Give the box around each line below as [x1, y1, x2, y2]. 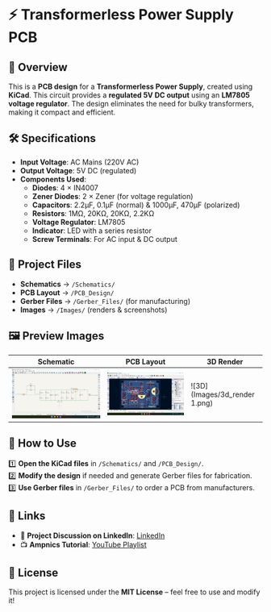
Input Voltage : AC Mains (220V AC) [19, 157, 140, 167]
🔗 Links [8, 509, 46, 523]
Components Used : [19, 174, 87, 184]
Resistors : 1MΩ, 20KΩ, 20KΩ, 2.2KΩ [31, 208, 155, 218]
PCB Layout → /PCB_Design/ [19, 287, 115, 298]
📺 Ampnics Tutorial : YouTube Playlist [19, 539, 147, 549]
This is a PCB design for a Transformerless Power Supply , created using [8, 81, 253, 91]
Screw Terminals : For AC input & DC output [31, 234, 177, 244]
